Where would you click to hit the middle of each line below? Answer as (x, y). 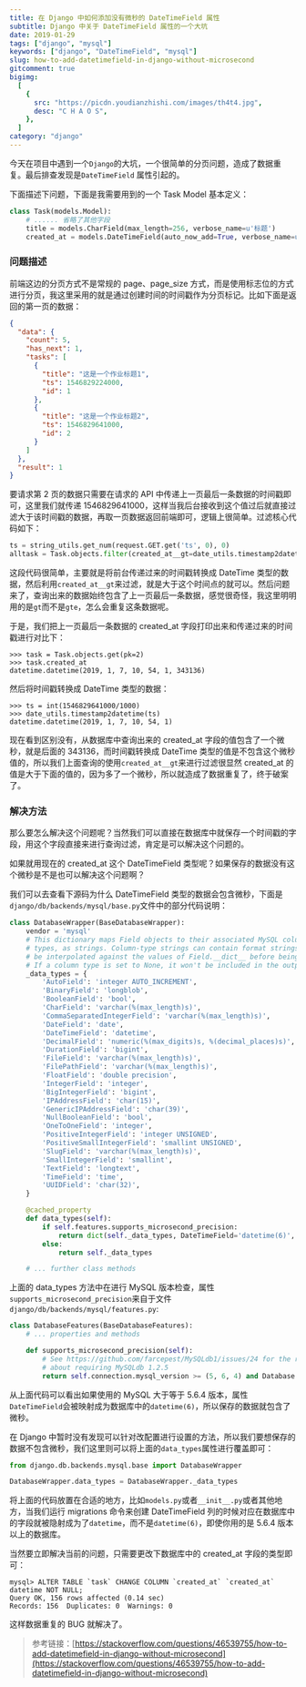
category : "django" (46, 137)
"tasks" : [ (46, 357)
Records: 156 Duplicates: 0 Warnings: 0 (91, 1606)
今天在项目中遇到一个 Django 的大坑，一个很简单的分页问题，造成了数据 (141, 163)
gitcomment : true (42, 69)
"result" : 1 (41, 467)
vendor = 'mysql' (59, 931)
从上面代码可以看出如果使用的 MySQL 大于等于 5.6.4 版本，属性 (129, 1395)
